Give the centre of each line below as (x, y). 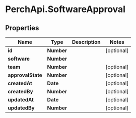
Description (86, 42)
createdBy (21, 92)
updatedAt (21, 100)
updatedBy (21, 108)
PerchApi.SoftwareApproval (65, 9)
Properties (22, 28)
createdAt (20, 83)
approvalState (25, 75)
